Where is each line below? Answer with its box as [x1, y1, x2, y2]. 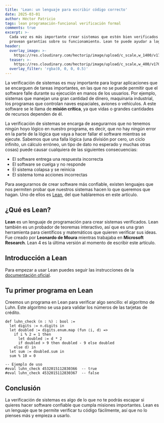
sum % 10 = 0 [9, 353, 36, 358]
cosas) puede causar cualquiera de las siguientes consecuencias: [5, 147, 138, 152]
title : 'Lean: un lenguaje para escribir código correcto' [5, 7, 128, 12]
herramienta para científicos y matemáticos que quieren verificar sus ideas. [5, 229, 157, 235]
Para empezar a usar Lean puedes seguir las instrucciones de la [5, 267, 134, 273]
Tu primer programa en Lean [5, 286, 93, 295]
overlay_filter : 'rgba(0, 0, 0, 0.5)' [9, 67, 89, 72]
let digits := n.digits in [9, 323, 64, 328]
